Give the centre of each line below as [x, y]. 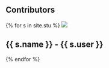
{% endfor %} [23, 59]
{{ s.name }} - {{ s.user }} [54, 45]
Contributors [30, 10]
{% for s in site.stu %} [33, 25]
